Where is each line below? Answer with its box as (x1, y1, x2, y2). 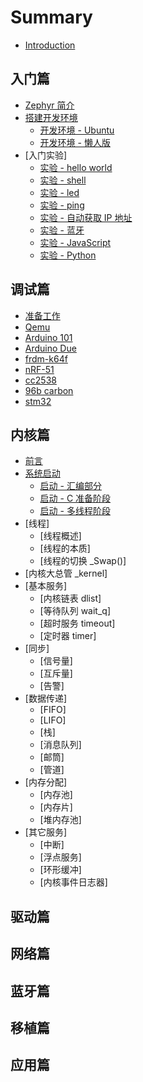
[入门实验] (24, 149, 68, 161)
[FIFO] (39, 704, 67, 716)
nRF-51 (24, 363, 55, 375)
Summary (10, 6, 93, 29)
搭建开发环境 (24, 111, 78, 123)
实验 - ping (39, 199, 85, 211)
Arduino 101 (24, 331, 73, 343)
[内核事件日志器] (39, 876, 108, 888)
